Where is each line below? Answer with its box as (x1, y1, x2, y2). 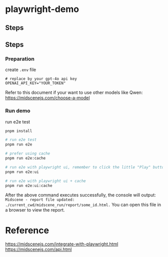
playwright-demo (5, 3, 79, 15)
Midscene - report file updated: (5, 197, 75, 202)
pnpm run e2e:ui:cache (5, 183, 52, 188)
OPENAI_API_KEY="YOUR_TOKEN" (5, 81, 66, 86)
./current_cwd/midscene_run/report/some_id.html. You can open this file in (5, 201, 161, 208)
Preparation (5, 55, 35, 62)
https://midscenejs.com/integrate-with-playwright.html (5, 241, 118, 247)
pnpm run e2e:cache (5, 156, 46, 161)
